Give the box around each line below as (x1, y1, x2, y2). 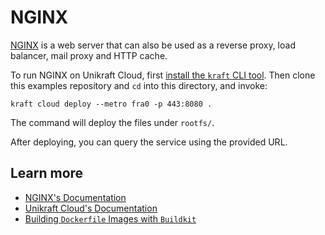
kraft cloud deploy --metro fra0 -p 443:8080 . (10, 99, 213, 109)
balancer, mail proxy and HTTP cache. (10, 49, 168, 61)
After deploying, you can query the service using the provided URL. (10, 136, 288, 148)
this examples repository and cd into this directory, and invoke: (10, 79, 268, 91)
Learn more (10, 165, 84, 182)
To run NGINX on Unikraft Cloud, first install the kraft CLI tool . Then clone (10, 69, 316, 81)
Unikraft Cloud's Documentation (24, 202, 158, 214)
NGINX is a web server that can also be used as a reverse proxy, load (10, 39, 296, 51)
